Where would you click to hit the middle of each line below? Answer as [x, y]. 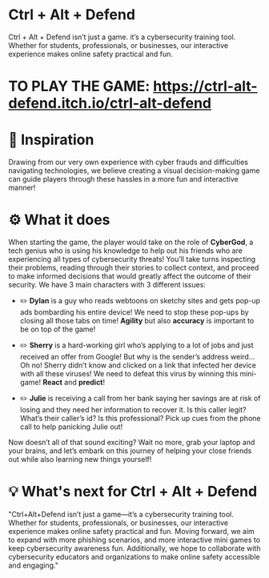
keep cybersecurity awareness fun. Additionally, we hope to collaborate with [134, 548]
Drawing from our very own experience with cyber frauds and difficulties [128, 163]
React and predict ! [74, 382]
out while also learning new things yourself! [80, 459]
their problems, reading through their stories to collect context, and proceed [134, 267]
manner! [22, 188]
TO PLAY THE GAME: [79, 86]
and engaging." [33, 565]
